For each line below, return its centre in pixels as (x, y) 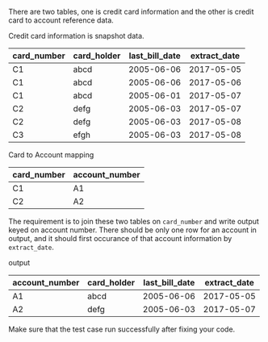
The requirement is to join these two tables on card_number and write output (134, 221)
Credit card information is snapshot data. (76, 36)
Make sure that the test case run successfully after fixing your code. (122, 329)
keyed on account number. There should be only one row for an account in (132, 230)
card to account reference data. (61, 20)
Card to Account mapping (51, 155)
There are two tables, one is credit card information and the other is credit (131, 12)
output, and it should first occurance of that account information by (120, 238)
